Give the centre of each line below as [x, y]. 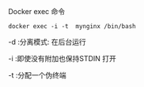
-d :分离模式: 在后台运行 [47, 42]
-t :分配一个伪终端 [37, 75]
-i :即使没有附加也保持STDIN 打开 [63, 58]
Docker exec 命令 [37, 11]
